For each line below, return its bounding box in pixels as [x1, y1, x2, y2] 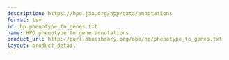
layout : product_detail [7, 42, 77, 49]
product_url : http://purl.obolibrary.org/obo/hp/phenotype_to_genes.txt [7, 36, 223, 43]
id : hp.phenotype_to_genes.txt [7, 23, 98, 30]
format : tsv [7, 17, 42, 23]
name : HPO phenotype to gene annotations [7, 29, 129, 37]
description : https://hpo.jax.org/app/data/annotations [7, 10, 173, 17]
